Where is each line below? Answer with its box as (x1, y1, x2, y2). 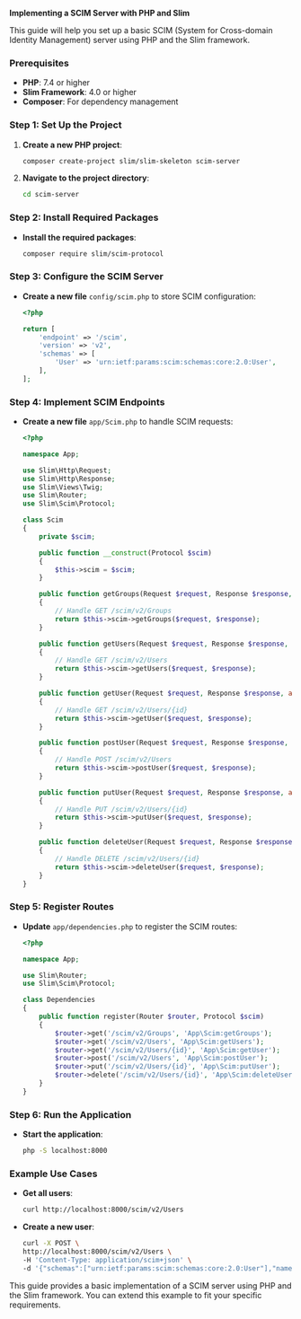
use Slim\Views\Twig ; (22, 482, 103, 492)
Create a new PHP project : (22, 139, 123, 150)
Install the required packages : (22, 232, 137, 242)
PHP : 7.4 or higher (22, 77, 91, 88)
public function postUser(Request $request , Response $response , (39, 738, 289, 748)
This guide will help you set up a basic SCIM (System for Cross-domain (9, 25, 273, 35)
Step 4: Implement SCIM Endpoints (9, 395, 165, 408)
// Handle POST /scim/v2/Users (55, 755, 173, 764)
